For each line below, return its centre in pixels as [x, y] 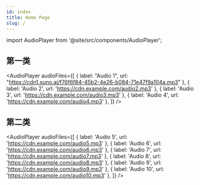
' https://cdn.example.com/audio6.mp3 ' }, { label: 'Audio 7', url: [84, 150]
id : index [19, 12]
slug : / [16, 23]
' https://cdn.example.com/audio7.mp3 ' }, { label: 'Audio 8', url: [84, 156]
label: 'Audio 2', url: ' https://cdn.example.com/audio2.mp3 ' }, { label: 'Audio [100, 89]
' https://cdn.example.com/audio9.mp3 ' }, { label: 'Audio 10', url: [85, 169]
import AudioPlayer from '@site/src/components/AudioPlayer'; [84, 41]
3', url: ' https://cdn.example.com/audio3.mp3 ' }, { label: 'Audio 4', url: [93, 95]
